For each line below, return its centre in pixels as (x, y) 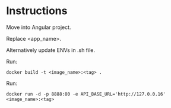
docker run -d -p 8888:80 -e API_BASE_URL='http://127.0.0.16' (86, 94)
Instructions (37, 11)
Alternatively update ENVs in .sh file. (51, 50)
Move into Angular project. (39, 27)
